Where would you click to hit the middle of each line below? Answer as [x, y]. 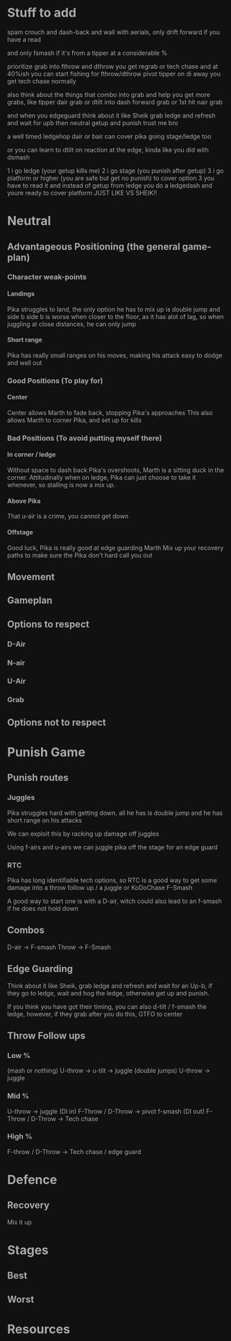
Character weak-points [47, 277]
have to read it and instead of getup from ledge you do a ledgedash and [110, 185]
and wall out [25, 362]
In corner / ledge [32, 455]
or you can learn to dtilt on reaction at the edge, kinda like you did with [108, 149]
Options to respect [48, 624]
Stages [28, 1250]
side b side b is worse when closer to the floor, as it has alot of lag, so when [115, 316]
